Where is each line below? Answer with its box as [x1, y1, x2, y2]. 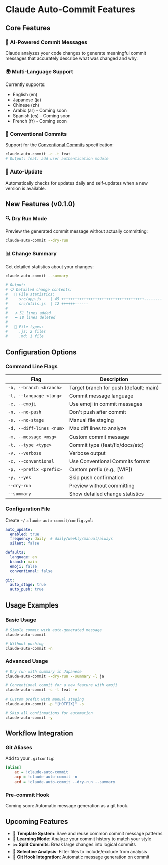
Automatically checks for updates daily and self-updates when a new [5, 180, 148, 186]
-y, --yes [8, 475, 31, 481]
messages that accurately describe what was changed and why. [5, 55, 138, 61]
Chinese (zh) [12, 102, 39, 108]
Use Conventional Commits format [69, 458, 150, 465]
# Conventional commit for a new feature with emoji [5, 683, 118, 688]
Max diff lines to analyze [69, 425, 127, 432]
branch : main [10, 559, 37, 564]
